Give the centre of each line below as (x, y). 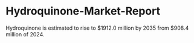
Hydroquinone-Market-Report (83, 11)
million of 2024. (25, 34)
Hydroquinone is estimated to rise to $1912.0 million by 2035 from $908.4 (97, 28)
